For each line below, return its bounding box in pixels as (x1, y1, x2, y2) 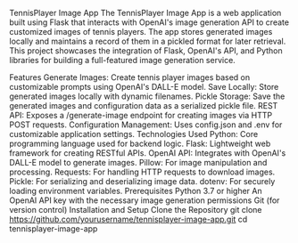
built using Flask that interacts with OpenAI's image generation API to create (9, 17, 290, 28)
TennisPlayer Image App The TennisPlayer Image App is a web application (9, 8, 282, 18)
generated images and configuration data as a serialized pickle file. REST (9, 101, 278, 110)
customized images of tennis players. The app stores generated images (9, 27, 273, 36)
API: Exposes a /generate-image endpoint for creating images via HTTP (9, 110, 273, 120)
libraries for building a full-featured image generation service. (9, 55, 236, 65)
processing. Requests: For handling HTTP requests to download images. (9, 166, 276, 177)
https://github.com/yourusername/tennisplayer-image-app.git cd (9, 214, 248, 224)
